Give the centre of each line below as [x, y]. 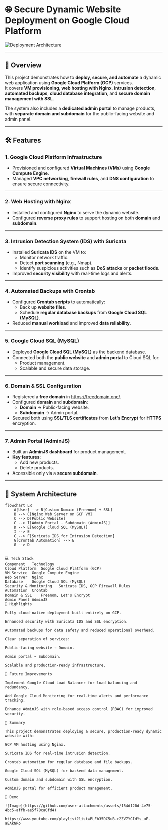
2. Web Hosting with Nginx [38, 202]
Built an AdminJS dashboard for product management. [69, 452]
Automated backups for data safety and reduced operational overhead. [80, 630]
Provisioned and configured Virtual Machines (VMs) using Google [81, 168]
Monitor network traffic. [44, 258]
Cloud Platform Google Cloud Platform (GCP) [53, 569]
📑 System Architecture [41, 494]
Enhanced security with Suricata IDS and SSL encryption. [67, 622]
